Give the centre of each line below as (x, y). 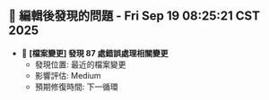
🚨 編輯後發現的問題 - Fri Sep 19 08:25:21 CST (134, 16)
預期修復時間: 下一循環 (76, 87)
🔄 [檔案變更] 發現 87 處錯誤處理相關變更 (95, 53)
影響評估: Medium (68, 75)
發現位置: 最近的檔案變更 (80, 64)
